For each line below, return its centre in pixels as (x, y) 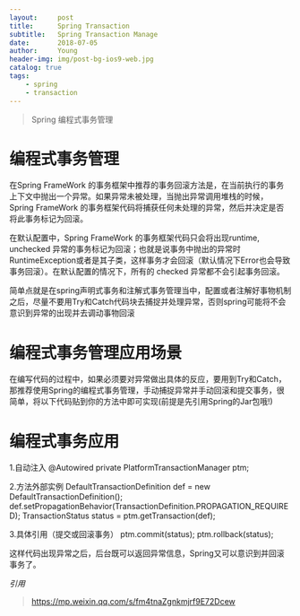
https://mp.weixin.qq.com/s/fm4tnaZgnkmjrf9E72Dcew (133, 602)
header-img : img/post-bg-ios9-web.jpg (81, 59)
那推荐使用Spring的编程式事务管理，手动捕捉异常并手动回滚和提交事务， (143, 390)
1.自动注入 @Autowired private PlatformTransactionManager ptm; (129, 468)
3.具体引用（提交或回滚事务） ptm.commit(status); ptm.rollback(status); (141, 534)
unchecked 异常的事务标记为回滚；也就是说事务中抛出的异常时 (125, 249)
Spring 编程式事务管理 (72, 119)
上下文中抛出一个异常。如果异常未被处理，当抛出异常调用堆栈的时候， (139, 196)
